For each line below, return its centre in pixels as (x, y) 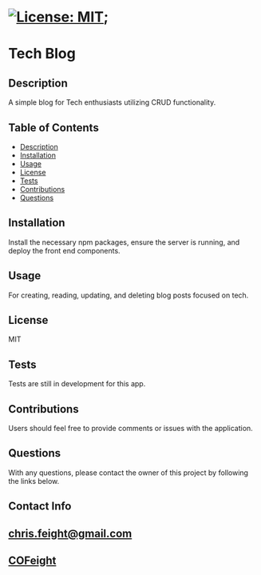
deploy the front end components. (65, 250)
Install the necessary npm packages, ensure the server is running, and (124, 242)
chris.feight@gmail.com (70, 533)
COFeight (32, 561)
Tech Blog (42, 54)
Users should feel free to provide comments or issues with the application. (130, 429)
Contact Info (40, 507)
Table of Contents (54, 128)
